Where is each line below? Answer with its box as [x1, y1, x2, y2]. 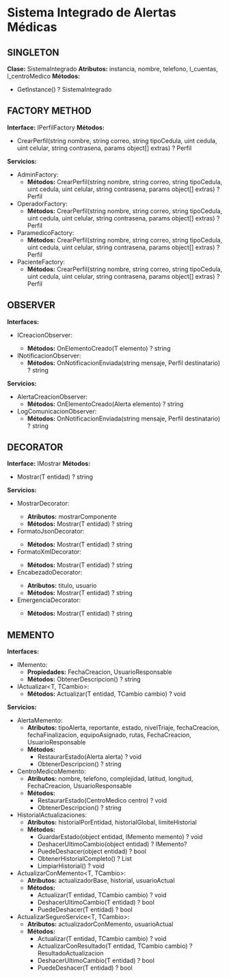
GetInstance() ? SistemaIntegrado [16, 86, 112, 93]
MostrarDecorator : [16, 499, 70, 507]
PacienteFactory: [16, 258, 66, 266]
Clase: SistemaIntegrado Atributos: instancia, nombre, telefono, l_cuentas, [7, 65, 219, 73]
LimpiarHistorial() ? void [37, 862, 105, 870]
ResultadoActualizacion [37, 949, 104, 957]
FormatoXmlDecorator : [16, 548, 82, 556]
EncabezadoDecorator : [16, 568, 83, 577]
